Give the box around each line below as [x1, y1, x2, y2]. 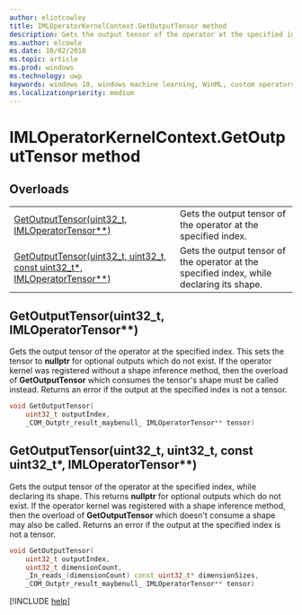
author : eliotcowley [9, 13, 87, 22]
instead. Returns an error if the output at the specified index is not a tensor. [9, 384, 288, 395]
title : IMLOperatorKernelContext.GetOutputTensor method [9, 22, 227, 31]
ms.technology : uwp [9, 72, 83, 81]
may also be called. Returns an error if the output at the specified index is [9, 519, 281, 530]
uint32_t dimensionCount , [25, 563, 123, 572]
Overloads [9, 181, 69, 198]
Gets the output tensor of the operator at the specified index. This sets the [9, 347, 285, 357]
